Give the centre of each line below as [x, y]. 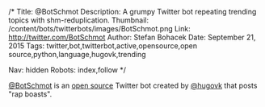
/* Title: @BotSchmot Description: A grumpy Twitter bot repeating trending [132, 12]
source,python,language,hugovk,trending [78, 54]
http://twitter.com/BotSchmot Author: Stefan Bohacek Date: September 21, [132, 37]
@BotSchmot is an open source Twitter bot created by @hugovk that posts [133, 85]
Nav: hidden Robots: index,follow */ [67, 70]
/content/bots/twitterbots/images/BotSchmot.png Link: [100, 29]
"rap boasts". [30, 94]
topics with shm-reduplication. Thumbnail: [79, 20]
